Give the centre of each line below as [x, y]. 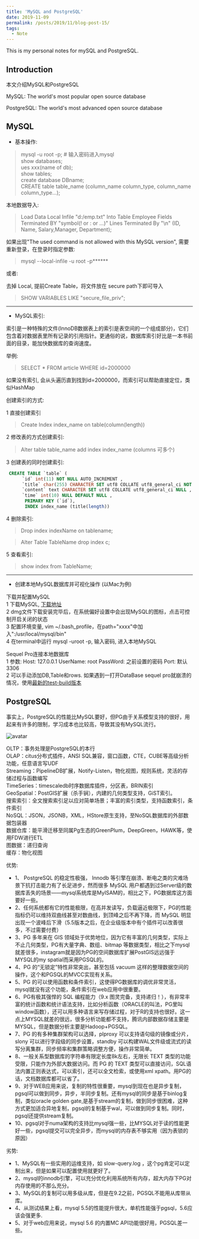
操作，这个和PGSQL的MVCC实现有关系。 [65, 974]
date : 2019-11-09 [28, 17]
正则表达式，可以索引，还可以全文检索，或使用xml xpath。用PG [108, 1071]
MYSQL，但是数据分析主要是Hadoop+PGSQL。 [73, 1026]
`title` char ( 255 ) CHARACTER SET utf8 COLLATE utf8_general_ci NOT [107, 484]
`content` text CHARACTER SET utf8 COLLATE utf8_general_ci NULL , [107, 490]
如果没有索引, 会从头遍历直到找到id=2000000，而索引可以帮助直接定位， [96, 380]
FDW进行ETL [27, 837]
